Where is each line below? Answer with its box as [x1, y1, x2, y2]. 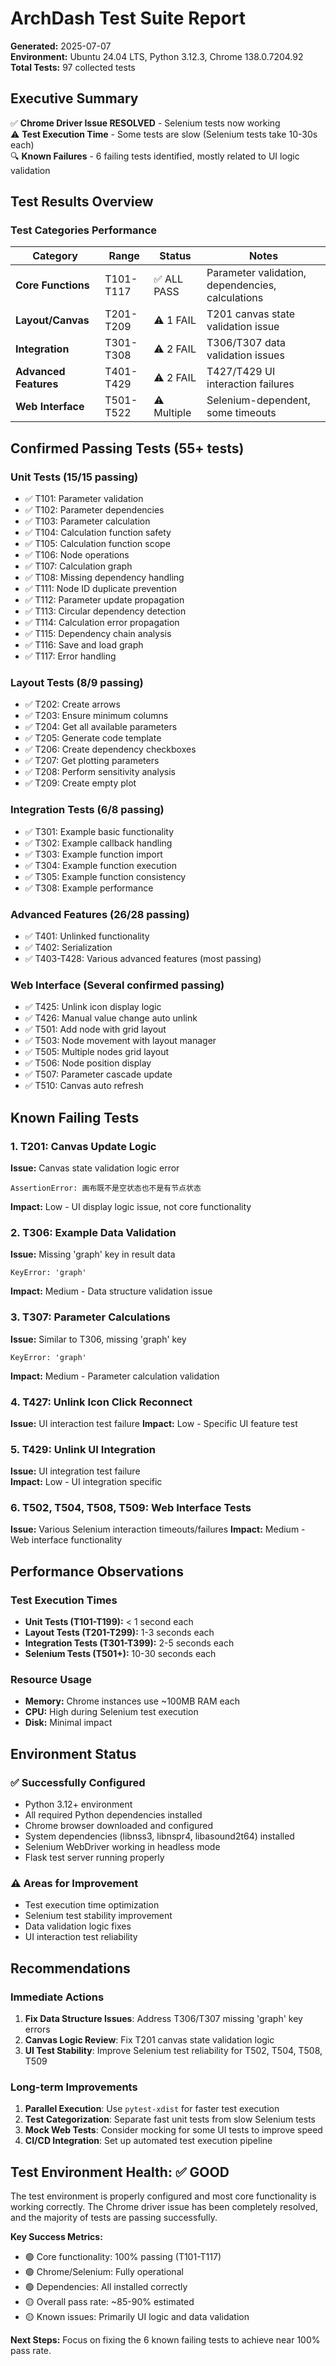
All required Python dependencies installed [24, 1809, 203, 1821]
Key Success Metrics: [10, 2231, 103, 2243]
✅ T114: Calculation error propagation [24, 617, 180, 629]
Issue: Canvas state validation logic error [10, 1162, 180, 1174]
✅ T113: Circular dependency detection [24, 605, 187, 617]
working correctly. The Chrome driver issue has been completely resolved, [10, 2201, 318, 2213]
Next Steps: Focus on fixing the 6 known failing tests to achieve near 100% [10, 2334, 321, 2346]
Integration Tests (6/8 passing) [10, 803, 165, 817]
